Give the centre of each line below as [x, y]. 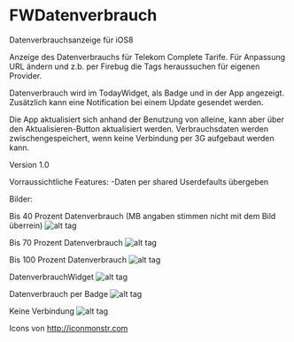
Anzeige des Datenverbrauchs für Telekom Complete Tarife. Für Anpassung [147, 57]
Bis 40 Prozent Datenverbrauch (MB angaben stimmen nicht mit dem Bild [143, 216]
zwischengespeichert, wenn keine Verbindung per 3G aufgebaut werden [142, 138]
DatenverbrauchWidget [52, 277]
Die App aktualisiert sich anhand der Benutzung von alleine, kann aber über [147, 119]
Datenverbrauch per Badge [59, 293]
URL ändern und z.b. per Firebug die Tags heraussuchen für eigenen [135, 66]
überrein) [26, 225]
